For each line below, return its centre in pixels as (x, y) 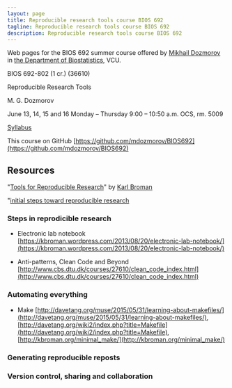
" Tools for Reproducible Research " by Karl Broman (80, 187)
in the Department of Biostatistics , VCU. (64, 60)
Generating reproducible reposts (64, 357)
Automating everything (48, 295)
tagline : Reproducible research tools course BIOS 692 (88, 26)
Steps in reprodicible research (59, 218)
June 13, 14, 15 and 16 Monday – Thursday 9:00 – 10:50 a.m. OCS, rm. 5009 (115, 114)
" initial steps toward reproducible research (68, 201)
